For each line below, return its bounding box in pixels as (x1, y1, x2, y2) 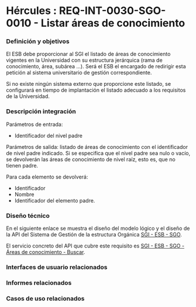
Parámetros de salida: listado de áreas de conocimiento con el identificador (6, 143, 188, 150)
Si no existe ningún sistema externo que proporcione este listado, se (6, 81, 171, 88)
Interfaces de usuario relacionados (6, 263, 108, 271)
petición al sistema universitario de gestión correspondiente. (6, 69, 152, 76)
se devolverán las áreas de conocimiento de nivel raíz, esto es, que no (6, 156, 176, 163)
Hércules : (6, 4, 57, 18)
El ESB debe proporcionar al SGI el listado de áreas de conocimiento (6, 51, 171, 58)
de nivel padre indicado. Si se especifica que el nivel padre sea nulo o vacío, (6, 149, 191, 156)
